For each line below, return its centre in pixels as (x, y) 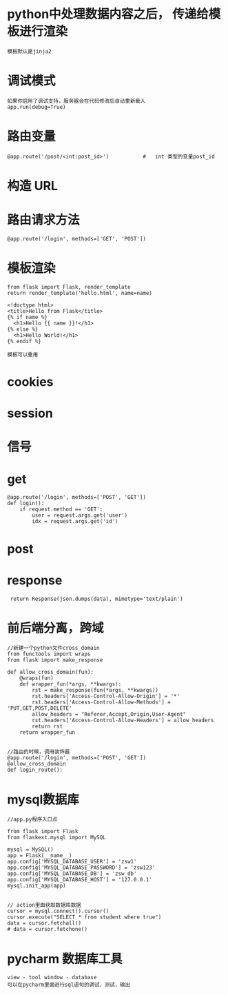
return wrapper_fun (48, 732)
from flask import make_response (55, 660)
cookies (30, 382)
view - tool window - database (52, 978)
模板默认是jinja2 (29, 51)
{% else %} (23, 329)
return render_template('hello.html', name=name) (80, 293)
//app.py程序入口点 (32, 820)
